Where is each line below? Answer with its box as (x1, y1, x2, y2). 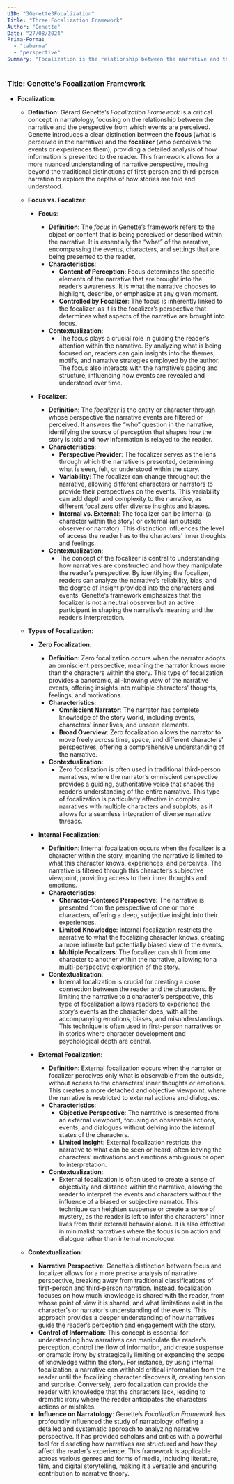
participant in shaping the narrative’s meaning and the (58, 606, 214, 614)
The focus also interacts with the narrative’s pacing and (58, 364, 218, 372)
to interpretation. (58, 1160, 107, 1169)
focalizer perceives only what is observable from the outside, (48, 1071, 224, 1080)
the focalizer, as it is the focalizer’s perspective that (58, 304, 207, 313)
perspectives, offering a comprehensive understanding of (58, 743, 225, 751)
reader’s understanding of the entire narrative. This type (58, 787, 220, 796)
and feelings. (58, 539, 96, 548)
